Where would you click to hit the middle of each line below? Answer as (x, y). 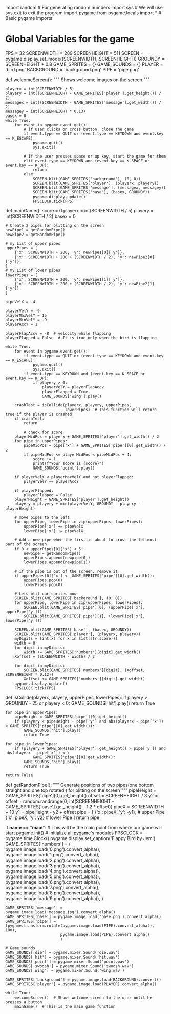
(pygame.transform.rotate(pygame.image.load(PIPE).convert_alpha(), (80, 926)
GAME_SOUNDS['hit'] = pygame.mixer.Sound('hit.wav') (63, 957)
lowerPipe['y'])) (24, 620)
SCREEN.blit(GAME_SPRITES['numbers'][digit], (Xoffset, (84, 670)
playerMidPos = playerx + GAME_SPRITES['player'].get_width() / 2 (87, 436)
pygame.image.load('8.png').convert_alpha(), (53, 893)
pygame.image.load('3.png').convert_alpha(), (53, 865)
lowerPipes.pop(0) (43, 584)
